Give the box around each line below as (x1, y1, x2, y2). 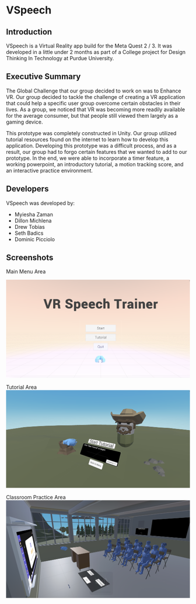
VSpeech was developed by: (6, 200, 75, 207)
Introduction (6, 27, 52, 37)
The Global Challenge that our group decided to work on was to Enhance (6, 87, 181, 94)
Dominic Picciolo (14, 235, 55, 243)
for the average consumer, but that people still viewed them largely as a (6, 112, 178, 119)
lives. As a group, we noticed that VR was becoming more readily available (6, 106, 185, 113)
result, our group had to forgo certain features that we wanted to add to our (6, 148, 188, 155)
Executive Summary (6, 71, 81, 82)
